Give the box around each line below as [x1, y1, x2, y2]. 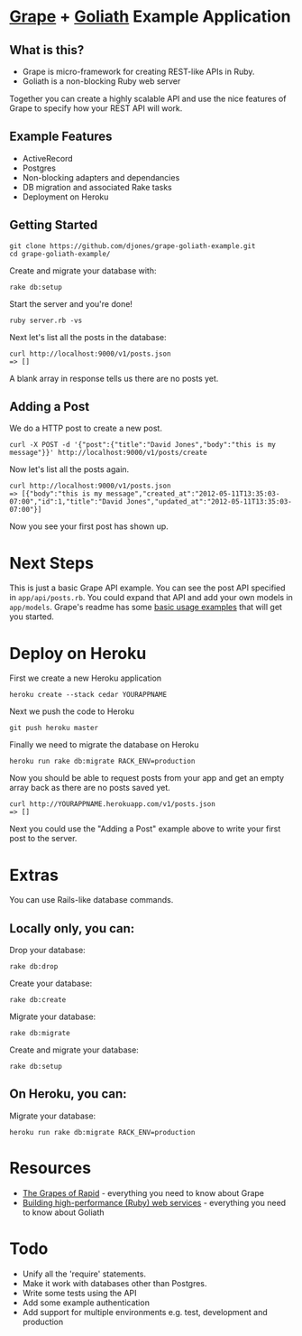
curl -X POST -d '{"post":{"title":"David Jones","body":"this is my [9, 441, 277, 450]
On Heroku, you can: [9, 1086, 127, 1102]
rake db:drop [9, 962, 59, 971]
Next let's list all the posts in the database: [9, 331, 167, 342]
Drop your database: [9, 945, 86, 956]
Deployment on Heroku [22, 191, 109, 202]
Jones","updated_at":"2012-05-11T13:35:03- [125, 497, 293, 506]
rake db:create [9, 996, 67, 1005]
